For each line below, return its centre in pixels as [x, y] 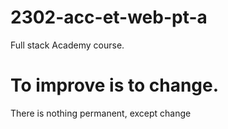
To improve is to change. [115, 85]
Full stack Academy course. [67, 45]
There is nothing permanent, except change [101, 113]
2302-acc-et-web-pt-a [109, 17]
